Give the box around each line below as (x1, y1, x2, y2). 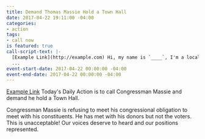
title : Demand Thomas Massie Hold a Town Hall (6, 9, 127, 15)
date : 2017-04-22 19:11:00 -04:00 (6, 15, 95, 21)
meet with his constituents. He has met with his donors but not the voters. (6, 113, 192, 120)
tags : (6, 32, 20, 38)
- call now (6, 37, 34, 43)
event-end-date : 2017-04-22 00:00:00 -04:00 (6, 71, 121, 77)
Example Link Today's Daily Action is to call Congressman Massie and (6, 88, 182, 95)
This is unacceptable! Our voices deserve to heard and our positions (6, 119, 179, 127)
